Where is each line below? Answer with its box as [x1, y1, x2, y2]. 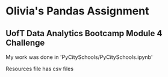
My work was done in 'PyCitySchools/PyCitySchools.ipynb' [5, 54, 153, 61]
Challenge [5, 37, 45, 48]
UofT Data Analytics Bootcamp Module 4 [5, 28, 163, 38]
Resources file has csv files [5, 65, 73, 72]
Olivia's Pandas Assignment [5, 4, 149, 18]
